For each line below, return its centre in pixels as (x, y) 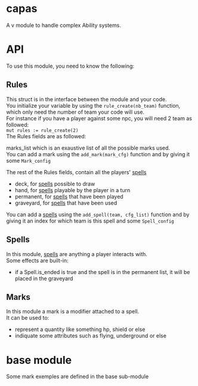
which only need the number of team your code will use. (75, 112)
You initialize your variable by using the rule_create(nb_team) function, (93, 105)
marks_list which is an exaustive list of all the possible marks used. (88, 148)
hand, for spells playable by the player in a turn (72, 190)
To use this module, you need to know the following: (70, 66)
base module (39, 360)
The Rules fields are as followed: (46, 136)
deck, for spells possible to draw (55, 184)
